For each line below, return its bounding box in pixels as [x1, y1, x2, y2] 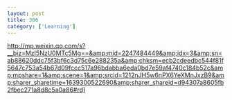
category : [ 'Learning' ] [7, 23, 76, 30]
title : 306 [7, 17, 39, 23]
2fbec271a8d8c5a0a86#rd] [7, 86, 86, 94]
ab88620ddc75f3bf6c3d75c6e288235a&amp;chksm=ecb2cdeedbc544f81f [7, 57, 224, 65]
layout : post [7, 10, 45, 17]
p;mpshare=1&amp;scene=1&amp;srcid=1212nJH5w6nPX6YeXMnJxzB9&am [7, 71, 225, 79]
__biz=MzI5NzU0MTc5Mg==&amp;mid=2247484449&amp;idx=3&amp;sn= [7, 49, 223, 57]
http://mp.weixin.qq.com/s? [7, 42, 86, 50]
